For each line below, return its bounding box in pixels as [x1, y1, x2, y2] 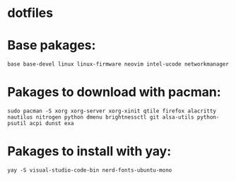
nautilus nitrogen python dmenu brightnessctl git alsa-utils [7, 114, 194, 121]
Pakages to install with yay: [7, 144, 172, 160]
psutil [7, 120, 27, 127]
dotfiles [7, 5, 54, 21]
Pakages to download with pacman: [7, 84, 221, 100]
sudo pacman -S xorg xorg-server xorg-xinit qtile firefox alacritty [7, 107, 217, 115]
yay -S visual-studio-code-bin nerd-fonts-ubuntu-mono [7, 167, 172, 174]
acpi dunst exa [29, 120, 74, 127]
